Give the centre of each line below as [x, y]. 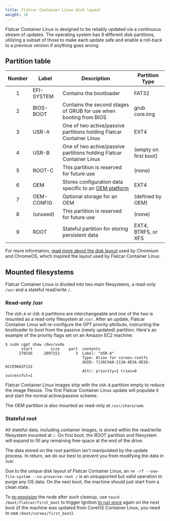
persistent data [80, 235]
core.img [144, 114]
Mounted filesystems [40, 272]
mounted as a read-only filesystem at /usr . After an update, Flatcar [75, 319]
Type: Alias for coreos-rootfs [115, 358]
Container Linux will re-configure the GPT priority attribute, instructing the [82, 325]
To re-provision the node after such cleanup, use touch [62, 497]
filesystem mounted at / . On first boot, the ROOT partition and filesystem [81, 435]
